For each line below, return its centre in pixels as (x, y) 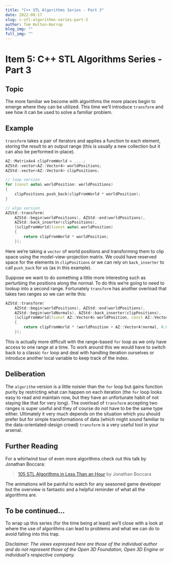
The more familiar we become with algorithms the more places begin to (81, 101)
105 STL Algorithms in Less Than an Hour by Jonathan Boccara (85, 474)
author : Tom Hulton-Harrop (34, 24)
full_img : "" (19, 34)
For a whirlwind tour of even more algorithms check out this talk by (76, 458)
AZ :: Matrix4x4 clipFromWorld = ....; (46, 161)
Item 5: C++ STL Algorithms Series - (84, 59)
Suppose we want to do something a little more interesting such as (76, 277)
